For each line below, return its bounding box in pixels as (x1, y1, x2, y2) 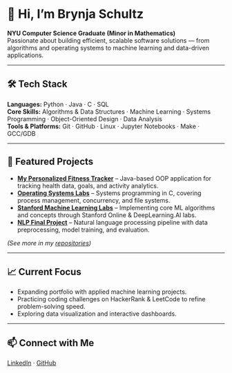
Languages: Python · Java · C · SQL (7, 100, 109, 108)
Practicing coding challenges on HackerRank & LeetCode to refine (17, 295, 206, 303)
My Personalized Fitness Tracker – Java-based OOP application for (17, 174, 212, 182)
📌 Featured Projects (7, 156, 94, 168)
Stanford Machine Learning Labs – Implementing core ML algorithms (17, 203, 215, 212)
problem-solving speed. (17, 303, 86, 311)
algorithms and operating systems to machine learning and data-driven (7, 43, 209, 52)
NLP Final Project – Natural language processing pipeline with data (17, 218, 209, 226)
